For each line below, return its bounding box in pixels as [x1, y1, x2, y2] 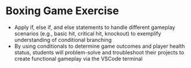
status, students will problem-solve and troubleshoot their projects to [14, 48, 184, 56]
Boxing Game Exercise [5, 4, 119, 18]
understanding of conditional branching [14, 36, 112, 43]
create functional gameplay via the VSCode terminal [14, 55, 143, 62]
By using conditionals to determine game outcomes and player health [14, 43, 186, 50]
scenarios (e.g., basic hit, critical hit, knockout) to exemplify [14, 30, 162, 37]
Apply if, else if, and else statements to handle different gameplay [14, 24, 175, 31]
